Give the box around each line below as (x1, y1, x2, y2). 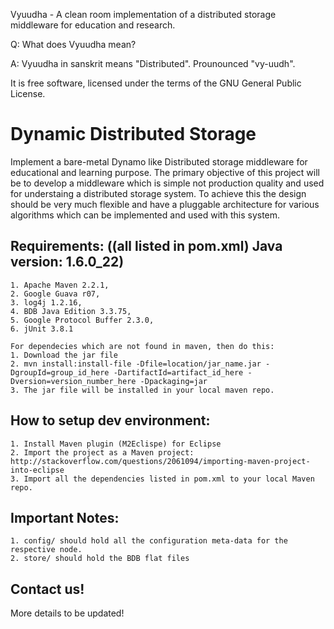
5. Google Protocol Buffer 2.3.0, (10, 315, 155, 325)
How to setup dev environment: (10, 412, 211, 429)
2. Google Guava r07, (10, 289, 101, 299)
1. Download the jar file (10, 350, 118, 360)
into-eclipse (10, 465, 65, 475)
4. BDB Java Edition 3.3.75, (10, 306, 132, 316)
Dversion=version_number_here (10, 376, 137, 386)
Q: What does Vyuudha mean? (10, 39, 137, 50)
